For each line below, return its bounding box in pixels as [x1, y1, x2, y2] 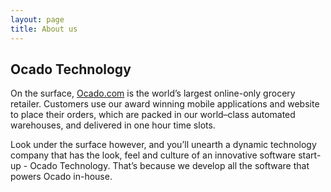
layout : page [10, 14, 65, 25]
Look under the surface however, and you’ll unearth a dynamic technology [10, 139, 317, 151]
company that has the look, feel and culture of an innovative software [10, 149, 297, 161]
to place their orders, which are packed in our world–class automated [10, 109, 296, 121]
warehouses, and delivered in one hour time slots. [10, 119, 216, 131]
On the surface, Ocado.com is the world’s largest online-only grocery [10, 87, 296, 100]
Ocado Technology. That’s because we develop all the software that [29, 160, 310, 172]
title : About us [10, 24, 78, 34]
